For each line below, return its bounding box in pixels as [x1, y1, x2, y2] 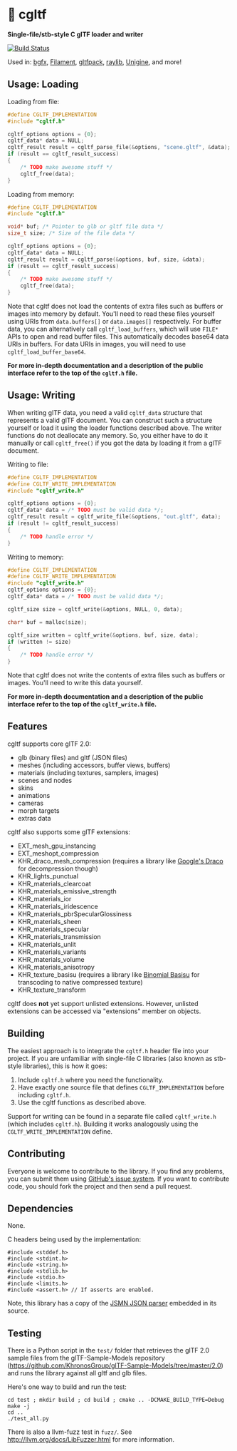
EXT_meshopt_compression [17, 848, 100, 858]
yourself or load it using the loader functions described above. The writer [7, 424, 222, 432]
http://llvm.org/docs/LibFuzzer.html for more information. [7, 1435, 175, 1444]
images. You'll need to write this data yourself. [7, 679, 143, 687]
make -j [7, 1403, 31, 1410]
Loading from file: [7, 97, 60, 106]
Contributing [7, 1148, 65, 1160]
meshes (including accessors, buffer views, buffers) [17, 761, 171, 769]
